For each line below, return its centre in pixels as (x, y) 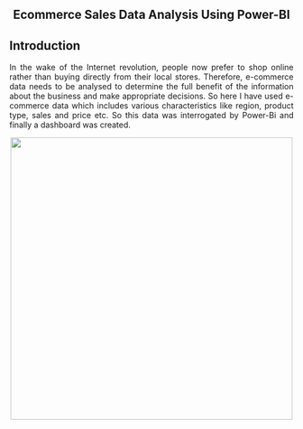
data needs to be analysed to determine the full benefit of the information (151, 87)
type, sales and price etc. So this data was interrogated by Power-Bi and (151, 116)
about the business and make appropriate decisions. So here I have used (146, 96)
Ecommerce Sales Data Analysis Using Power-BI (151, 15)
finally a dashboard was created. (70, 125)
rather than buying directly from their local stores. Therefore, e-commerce (151, 77)
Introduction (45, 46)
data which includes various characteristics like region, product (173, 106)
